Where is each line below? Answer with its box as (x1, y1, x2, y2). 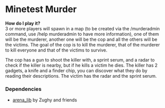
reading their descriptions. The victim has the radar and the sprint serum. (5, 73, 157, 79)
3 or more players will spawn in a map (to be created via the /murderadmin (5, 25, 160, 31)
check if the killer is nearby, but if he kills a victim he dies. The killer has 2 (5, 62, 158, 68)
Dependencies (5, 85, 42, 92)
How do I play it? (5, 20, 41, 26)
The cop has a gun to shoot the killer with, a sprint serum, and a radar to (5, 57, 155, 63)
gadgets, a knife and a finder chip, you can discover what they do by (5, 67, 147, 74)
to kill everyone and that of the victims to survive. (5, 47, 108, 53)
